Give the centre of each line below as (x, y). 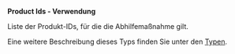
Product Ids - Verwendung (52, 11)
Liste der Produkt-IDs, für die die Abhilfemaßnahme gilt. (98, 26)
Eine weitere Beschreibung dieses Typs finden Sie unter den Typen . (117, 41)
